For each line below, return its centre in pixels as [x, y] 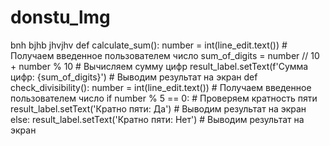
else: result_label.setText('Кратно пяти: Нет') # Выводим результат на [157, 119]
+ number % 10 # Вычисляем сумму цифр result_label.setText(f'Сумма [159, 66]
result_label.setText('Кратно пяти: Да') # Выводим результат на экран [158, 108]
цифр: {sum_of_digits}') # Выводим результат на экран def [134, 77]
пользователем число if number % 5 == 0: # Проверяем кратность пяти [164, 98]
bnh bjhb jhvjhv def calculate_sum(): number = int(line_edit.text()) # [149, 45]
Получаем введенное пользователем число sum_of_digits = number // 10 [165, 55]
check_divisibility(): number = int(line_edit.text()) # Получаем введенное [161, 87]
